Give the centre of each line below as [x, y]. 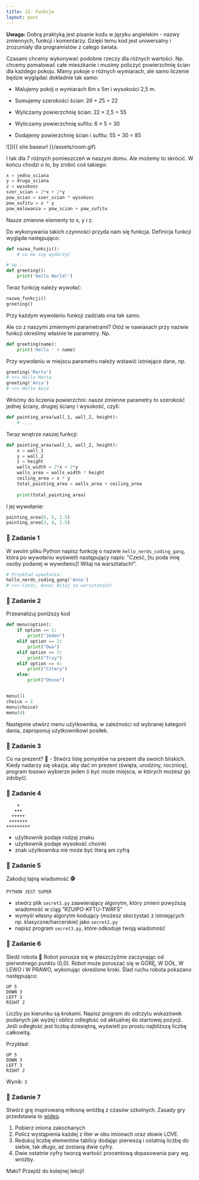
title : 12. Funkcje [30, 12]
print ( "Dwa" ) [44, 647]
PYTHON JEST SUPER [29, 892]
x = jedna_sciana [28, 175]
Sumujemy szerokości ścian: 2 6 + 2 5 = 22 [66, 100]
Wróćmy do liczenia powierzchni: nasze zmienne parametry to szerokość [96, 400]
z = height [30, 462]
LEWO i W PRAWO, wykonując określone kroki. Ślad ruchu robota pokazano [99, 969]
